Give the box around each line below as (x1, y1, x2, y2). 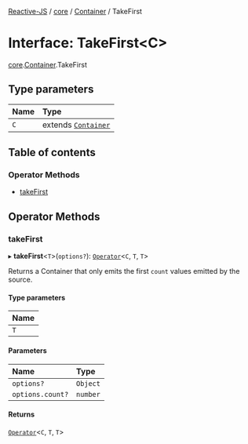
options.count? (12, 390, 69, 399)
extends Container (42, 119, 111, 130)
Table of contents (8, 146, 96, 159)
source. (8, 275, 33, 285)
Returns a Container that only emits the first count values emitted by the (8, 267, 240, 276)
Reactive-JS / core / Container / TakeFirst (8, 7, 143, 16)
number (75, 390, 100, 399)
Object (75, 379, 100, 388)
